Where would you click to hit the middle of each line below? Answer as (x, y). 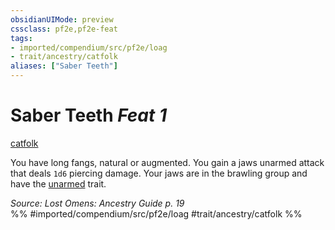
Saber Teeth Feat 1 (89, 115)
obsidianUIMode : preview (62, 19)
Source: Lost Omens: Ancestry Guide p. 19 (97, 203)
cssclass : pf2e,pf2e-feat (64, 29)
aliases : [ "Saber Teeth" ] (64, 66)
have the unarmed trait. (58, 183)
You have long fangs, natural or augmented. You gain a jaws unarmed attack (167, 162)
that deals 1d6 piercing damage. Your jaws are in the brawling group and (159, 173)
